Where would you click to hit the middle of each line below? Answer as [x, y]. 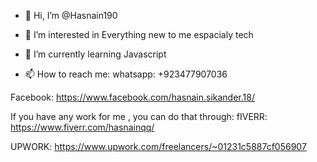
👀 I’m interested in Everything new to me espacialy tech [139, 34]
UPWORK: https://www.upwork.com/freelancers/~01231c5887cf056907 [158, 146]
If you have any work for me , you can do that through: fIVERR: [139, 116]
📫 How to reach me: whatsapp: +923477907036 [126, 74]
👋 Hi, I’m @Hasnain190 [71, 15]
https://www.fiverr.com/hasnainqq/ [82, 127]
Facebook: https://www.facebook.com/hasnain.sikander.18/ [132, 97]
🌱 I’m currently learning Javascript [95, 54]
